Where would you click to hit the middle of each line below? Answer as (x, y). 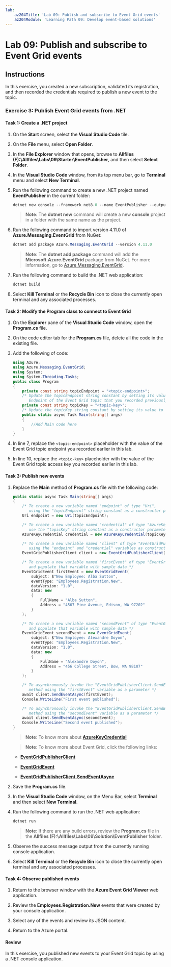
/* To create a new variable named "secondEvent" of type (85, 624)
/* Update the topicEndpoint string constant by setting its (88, 396)
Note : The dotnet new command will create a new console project (95, 214)
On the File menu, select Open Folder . (53, 144)
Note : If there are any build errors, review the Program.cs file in (92, 831)
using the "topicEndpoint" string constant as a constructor (95, 511)
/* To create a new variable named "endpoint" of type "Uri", (89, 506)
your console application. (39, 911)
